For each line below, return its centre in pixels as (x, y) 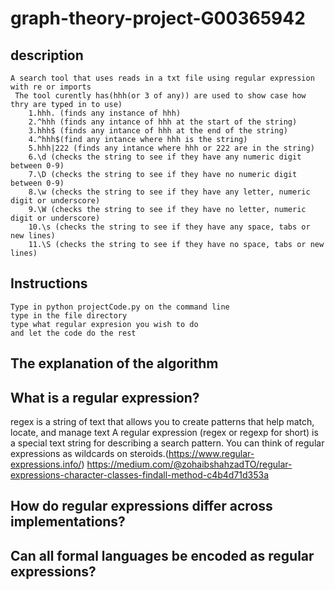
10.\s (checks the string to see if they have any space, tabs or (169, 227)
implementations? (68, 522)
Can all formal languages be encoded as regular (162, 555)
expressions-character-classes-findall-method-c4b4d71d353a (140, 475)
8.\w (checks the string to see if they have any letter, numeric (169, 192)
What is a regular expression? (105, 397)
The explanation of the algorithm (114, 363)
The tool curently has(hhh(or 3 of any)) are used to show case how (160, 96)
